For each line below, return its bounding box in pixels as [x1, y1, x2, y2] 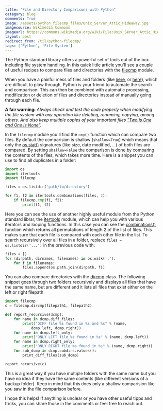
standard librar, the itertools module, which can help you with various [5, 216, 143, 222]
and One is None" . [5, 122, 42, 128]
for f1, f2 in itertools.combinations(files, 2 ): [5, 193, 108, 198]
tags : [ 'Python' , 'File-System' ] [5, 43, 73, 48]
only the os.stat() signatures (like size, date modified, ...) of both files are [5, 142, 150, 147]
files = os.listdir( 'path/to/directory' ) [5, 184, 90, 190]
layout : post [5, 35, 32, 39]
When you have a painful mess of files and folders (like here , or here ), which [5, 76, 158, 82]
